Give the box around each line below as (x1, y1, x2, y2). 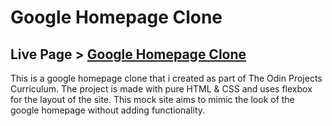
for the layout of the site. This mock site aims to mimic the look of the (10, 94, 295, 105)
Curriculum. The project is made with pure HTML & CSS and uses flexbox (10, 83, 313, 95)
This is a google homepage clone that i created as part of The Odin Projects (10, 72, 323, 84)
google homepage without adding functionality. (10, 104, 206, 116)
